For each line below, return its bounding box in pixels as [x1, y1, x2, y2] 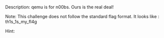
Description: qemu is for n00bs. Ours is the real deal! [5, 4, 114, 10]
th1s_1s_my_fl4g [5, 19, 37, 24]
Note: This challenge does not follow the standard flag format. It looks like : [5, 14, 160, 19]
